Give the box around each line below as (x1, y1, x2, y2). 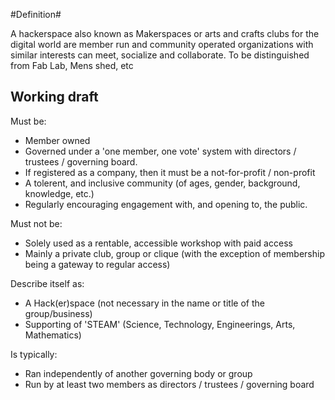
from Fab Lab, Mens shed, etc (10, 60, 134, 71)
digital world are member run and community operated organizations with (10, 39, 314, 50)
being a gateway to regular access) (24, 258, 171, 270)
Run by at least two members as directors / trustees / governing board (24, 378, 315, 390)
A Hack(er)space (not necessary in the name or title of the (24, 297, 265, 309)
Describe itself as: (10, 277, 85, 289)
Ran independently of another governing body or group (24, 367, 253, 379)
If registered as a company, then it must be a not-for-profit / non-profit (24, 166, 316, 178)
